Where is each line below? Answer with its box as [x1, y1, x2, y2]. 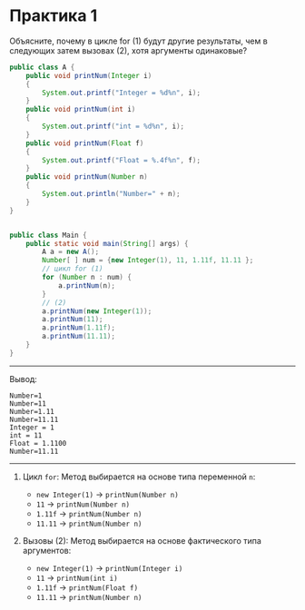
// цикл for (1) [42, 264, 103, 273]
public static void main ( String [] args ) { [25, 239, 189, 248]
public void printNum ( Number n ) [25, 172, 148, 182]
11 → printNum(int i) [35, 572, 118, 583]
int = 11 [9, 430, 43, 440]
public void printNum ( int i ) [25, 105, 136, 114]
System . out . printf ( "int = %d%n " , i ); [42, 122, 184, 132]
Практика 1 [9, 5, 98, 26]
